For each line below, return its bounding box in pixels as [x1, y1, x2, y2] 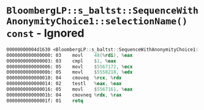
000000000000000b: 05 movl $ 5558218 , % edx [6, 69, 133, 75]
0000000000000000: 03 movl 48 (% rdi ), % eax [6, 52, 133, 58]
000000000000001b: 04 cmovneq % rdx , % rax [6, 92, 122, 98]
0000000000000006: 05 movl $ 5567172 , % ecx [6, 64, 133, 70]
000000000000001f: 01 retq [6, 97, 84, 104]
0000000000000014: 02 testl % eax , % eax [6, 81, 122, 87]
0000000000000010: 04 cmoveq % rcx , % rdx [6, 75, 122, 81]
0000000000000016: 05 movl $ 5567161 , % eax [6, 86, 133, 93]
